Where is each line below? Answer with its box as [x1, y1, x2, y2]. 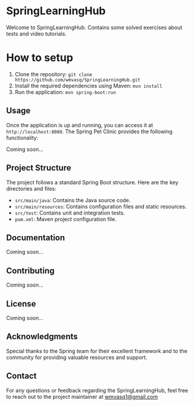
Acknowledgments [6, 332, 79, 342]
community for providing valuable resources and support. [6, 354, 148, 361]
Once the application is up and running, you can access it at [6, 121, 154, 128]
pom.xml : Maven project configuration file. [14, 215, 117, 222]
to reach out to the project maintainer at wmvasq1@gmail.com [6, 393, 158, 400]
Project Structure [6, 163, 71, 173]
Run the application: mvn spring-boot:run [14, 88, 116, 96]
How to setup [6, 51, 73, 65]
